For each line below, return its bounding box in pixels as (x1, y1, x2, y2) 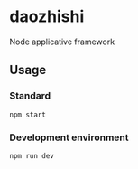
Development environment (9, 131, 129, 144)
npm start (9, 110, 47, 119)
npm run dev (9, 151, 54, 160)
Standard (9, 89, 51, 102)
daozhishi (9, 6, 85, 27)
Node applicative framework (9, 36, 115, 47)
